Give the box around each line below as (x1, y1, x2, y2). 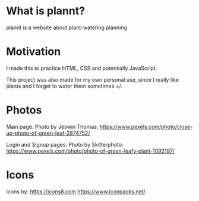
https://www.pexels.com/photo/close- (99, 123, 193, 130)
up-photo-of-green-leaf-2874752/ (6, 129, 90, 137)
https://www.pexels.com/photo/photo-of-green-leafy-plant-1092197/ (6, 147, 175, 154)
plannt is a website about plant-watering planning (6, 24, 128, 31)
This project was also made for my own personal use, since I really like (6, 76, 179, 83)
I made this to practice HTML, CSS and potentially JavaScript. (6, 64, 157, 72)
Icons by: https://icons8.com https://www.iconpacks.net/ (6, 188, 146, 195)
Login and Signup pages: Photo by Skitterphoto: (6, 141, 124, 148)
